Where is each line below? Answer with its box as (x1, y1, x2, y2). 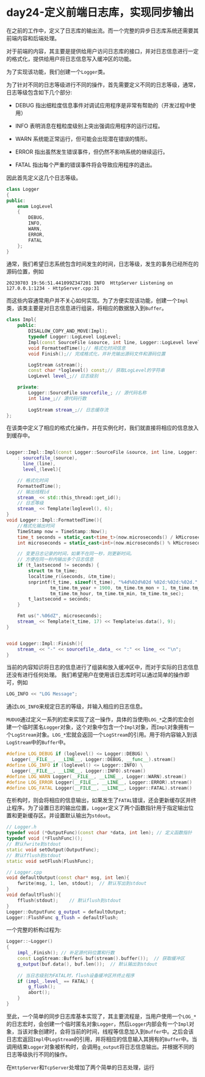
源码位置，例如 (6, 268, 44, 275)
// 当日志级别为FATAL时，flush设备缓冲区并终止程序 (17, 972, 135, 979)
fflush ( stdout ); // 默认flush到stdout (17, 897, 121, 903)
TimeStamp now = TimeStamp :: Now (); (17, 528, 108, 534)
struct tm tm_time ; (28, 568, 78, 574)
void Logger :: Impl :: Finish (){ (6, 640, 84, 646)
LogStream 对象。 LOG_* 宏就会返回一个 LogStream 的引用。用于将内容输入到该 (12, 731, 198, 739)
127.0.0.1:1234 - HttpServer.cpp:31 (6, 285, 99, 292)
